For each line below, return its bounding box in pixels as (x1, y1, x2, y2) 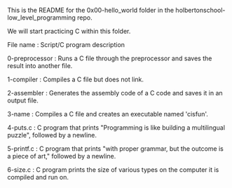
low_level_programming (7, 13, 76, 22)
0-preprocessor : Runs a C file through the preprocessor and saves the (7, 54, 212, 62)
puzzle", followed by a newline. (7, 131, 97, 139)
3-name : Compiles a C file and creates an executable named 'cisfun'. (7, 110, 208, 118)
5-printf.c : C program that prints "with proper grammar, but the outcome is (7, 145, 224, 153)
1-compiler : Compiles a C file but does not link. (7, 75, 144, 83)
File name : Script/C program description (7, 41, 125, 48)
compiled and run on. (7, 173, 69, 181)
